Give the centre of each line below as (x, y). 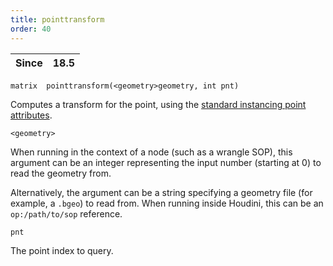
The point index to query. (62, 250)
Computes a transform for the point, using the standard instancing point (158, 104)
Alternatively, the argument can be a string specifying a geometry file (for (161, 192)
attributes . (31, 115)
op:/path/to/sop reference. (66, 213)
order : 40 (31, 29)
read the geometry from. (61, 173)
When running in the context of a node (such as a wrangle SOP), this (151, 152)
